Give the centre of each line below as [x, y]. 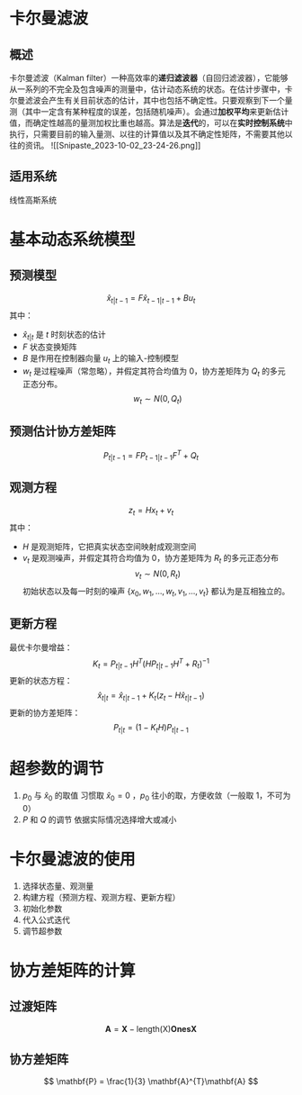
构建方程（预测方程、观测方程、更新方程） [101, 897]
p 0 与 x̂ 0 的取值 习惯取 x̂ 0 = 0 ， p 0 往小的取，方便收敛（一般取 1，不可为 [156, 796]
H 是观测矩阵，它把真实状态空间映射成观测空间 [109, 547]
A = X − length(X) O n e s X [151, 1028]
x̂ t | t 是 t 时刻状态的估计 [64, 335]
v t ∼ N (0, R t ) [158, 575]
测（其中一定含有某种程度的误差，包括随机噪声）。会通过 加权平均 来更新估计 [149, 112]
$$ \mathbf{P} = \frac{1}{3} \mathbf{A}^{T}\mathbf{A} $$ [151, 1081]
